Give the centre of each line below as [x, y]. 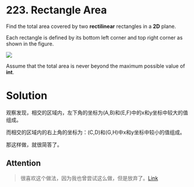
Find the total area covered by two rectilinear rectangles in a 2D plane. [91, 26]
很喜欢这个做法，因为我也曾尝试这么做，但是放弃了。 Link [89, 178]
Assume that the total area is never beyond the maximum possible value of [96, 66]
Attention [23, 163]
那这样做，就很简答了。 [34, 144]
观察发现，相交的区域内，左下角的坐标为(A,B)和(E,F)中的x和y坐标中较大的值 [97, 112]
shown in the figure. [30, 44]
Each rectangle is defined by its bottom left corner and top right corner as [94, 37]
